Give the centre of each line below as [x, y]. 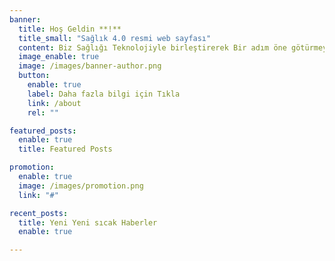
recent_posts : [39, 213]
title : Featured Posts [65, 149]
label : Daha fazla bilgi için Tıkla [104, 94]
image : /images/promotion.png [81, 186]
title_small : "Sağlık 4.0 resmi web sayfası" [115, 38]
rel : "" [43, 112]
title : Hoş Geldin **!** [70, 29]
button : [34, 76]
